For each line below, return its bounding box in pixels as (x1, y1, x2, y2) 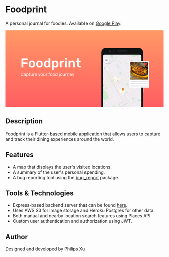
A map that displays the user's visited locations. (12, 164, 112, 170)
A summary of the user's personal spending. (12, 169, 105, 175)
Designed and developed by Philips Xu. (5, 246, 87, 252)
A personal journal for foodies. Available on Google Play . (5, 20, 122, 26)
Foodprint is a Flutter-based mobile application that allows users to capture (5, 131, 161, 137)
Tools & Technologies (5, 189, 74, 198)
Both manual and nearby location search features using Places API (12, 213, 151, 219)
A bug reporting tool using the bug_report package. (12, 174, 119, 180)
